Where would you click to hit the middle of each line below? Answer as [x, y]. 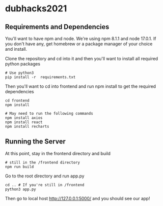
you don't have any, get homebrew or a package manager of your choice [79, 44]
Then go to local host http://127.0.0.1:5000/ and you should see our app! [78, 198]
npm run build [20, 167]
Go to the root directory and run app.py [45, 176]
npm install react [24, 122]
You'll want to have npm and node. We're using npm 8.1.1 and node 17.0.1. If [81, 38]
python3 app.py [21, 189]
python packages [23, 64]
